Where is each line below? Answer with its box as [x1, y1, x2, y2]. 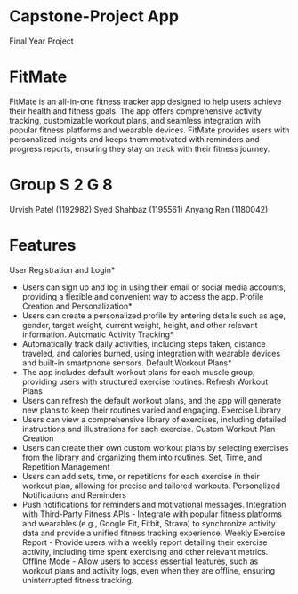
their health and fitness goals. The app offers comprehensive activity [9, 105, 262, 116]
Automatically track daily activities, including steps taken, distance [21, 338, 266, 349]
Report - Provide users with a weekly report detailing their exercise [21, 536, 268, 548]
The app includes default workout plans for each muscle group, [21, 366, 255, 377]
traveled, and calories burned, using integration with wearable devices [21, 348, 281, 358]
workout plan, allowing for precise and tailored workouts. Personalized [21, 480, 281, 491]
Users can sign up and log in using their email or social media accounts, [21, 282, 286, 293]
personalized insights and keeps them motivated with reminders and [9, 133, 260, 144]
